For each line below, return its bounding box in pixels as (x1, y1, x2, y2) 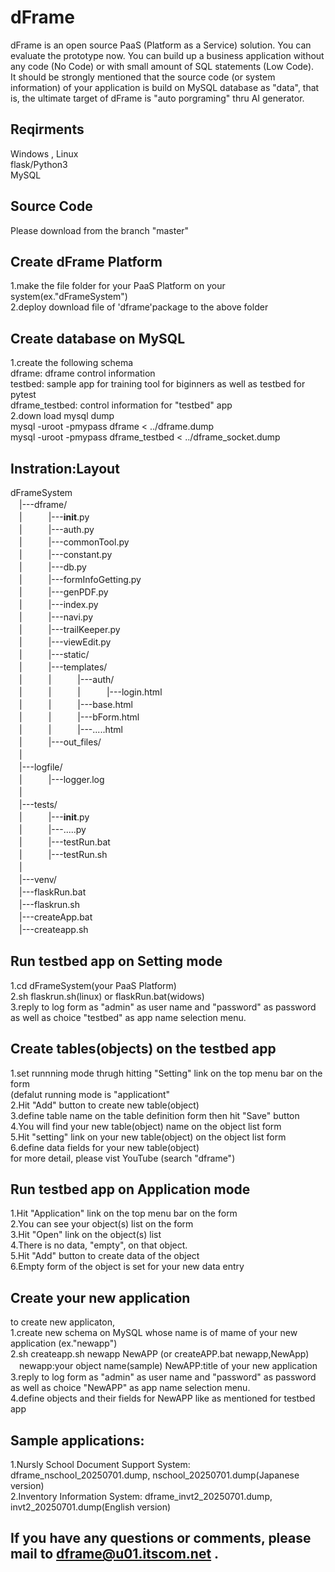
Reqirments (10, 121, 85, 138)
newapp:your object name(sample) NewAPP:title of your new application (18, 1360, 318, 1372)
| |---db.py (18, 561, 87, 573)
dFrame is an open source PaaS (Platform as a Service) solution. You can (10, 39, 312, 51)
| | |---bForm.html (18, 711, 140, 723)
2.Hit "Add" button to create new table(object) (10, 1099, 200, 1111)
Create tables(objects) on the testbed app (10, 1041, 277, 1058)
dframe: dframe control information (10, 367, 156, 380)
